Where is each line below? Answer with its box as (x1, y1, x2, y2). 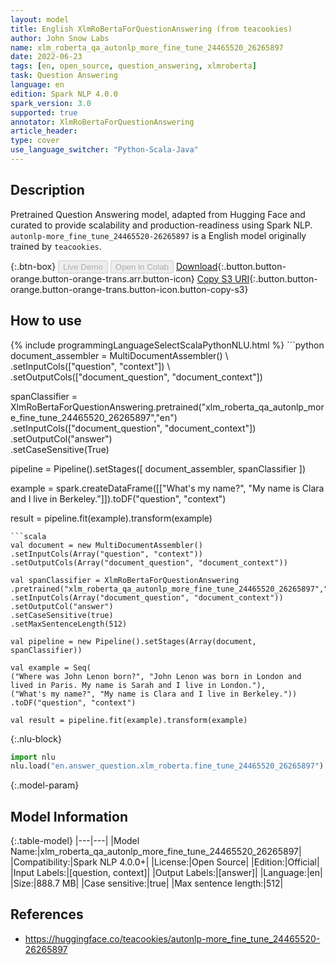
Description (10, 182, 85, 199)
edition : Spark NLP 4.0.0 (10, 89, 118, 99)
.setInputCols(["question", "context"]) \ (10, 360, 171, 372)
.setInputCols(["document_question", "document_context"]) (10, 422, 257, 434)
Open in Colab (114, 261, 169, 272)
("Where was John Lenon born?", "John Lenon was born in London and (10, 671, 302, 681)
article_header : (10, 126, 78, 136)
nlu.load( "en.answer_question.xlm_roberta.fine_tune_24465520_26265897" (10, 761, 320, 771)
